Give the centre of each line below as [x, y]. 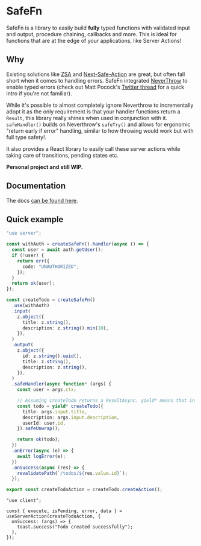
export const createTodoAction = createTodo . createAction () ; [85, 490]
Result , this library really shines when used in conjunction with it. [87, 118]
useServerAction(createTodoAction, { [54, 516]
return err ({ [33, 261]
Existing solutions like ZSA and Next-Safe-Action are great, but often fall [96, 74]
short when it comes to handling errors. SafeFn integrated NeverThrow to [97, 80]
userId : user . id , [44, 423]
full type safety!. [26, 137]
